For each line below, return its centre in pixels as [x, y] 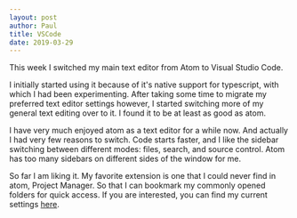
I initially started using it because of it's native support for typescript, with [144, 85]
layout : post [33, 17]
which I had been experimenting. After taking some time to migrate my [138, 94]
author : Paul [33, 26]
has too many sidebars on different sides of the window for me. [125, 159]
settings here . [34, 205]
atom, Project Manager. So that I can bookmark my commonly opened [137, 186]
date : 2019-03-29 [41, 42]
